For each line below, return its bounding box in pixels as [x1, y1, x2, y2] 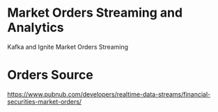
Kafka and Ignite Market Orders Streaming [7, 42, 129, 51]
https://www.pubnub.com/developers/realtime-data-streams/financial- [7, 90, 211, 98]
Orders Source [7, 67, 94, 83]
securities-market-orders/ [7, 97, 82, 106]
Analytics [7, 19, 64, 35]
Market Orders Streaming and [7, 5, 183, 21]
